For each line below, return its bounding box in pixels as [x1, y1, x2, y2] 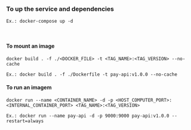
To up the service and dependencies [6, 5, 115, 13]
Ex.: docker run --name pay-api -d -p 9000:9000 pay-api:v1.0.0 [6, 113, 170, 119]
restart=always [6, 118, 44, 124]
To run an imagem [6, 84, 52, 91]
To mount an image [6, 42, 55, 49]
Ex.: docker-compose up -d [6, 18, 73, 24]
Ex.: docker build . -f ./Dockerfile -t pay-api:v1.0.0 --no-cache [6, 71, 178, 78]
